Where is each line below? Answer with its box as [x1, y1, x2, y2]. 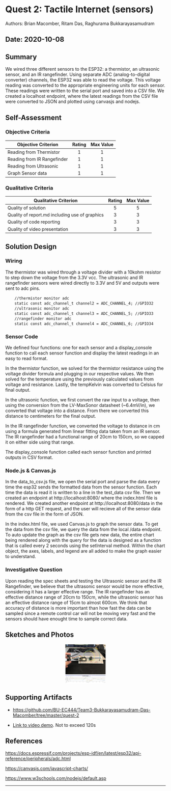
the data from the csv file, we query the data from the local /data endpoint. [5, 526, 162, 533]
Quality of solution [7, 205, 46, 211]
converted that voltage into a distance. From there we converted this [5, 407, 149, 414]
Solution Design [5, 242, 57, 251]
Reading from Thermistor [7, 149, 60, 155]
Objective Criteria [5, 128, 50, 135]
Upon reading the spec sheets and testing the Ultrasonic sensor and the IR [5, 578, 162, 584]
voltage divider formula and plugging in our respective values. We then [5, 371, 154, 377]
